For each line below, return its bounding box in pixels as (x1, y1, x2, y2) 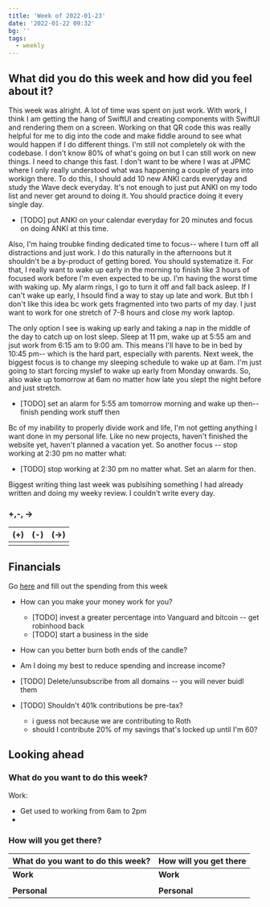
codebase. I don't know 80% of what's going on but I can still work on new (8, 148, 256, 158)
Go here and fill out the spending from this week (8, 581, 169, 592)
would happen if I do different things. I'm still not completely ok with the (8, 139, 246, 149)
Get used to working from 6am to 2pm (19, 806, 147, 815)
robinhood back (31, 621, 85, 631)
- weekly (15, 42, 45, 50)
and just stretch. (8, 383, 63, 393)
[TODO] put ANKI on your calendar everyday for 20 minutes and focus (19, 215, 253, 225)
